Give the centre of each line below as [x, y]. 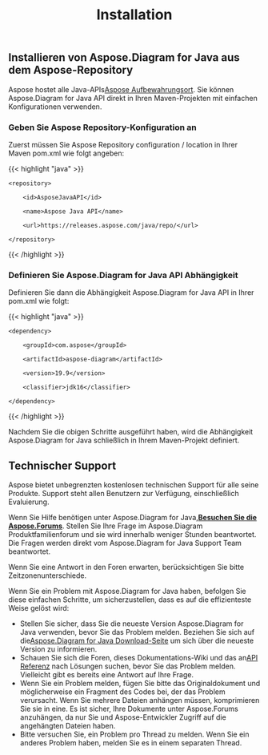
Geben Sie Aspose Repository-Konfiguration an [103, 127]
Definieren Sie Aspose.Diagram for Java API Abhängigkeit [123, 275]
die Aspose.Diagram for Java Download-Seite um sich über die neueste [137, 641]
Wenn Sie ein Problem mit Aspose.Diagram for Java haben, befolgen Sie [127, 591]
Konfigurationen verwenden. [55, 107]
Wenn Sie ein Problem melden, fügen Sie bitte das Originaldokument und [140, 684]
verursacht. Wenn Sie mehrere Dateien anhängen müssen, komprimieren [140, 700]
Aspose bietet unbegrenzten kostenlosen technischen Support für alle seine [134, 485]
